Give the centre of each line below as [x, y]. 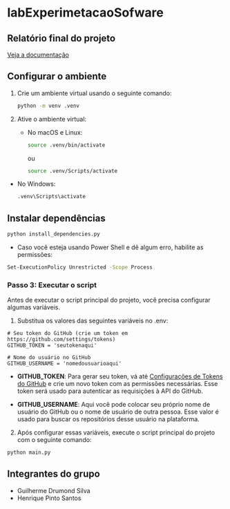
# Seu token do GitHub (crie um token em [68, 334]
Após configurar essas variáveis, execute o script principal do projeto [116, 432]
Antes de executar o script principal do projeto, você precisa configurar [109, 300]
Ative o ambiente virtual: [52, 119]
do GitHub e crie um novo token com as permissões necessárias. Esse [117, 384]
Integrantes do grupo [54, 474]
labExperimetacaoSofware [85, 13]
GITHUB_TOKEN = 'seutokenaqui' [52, 346]
